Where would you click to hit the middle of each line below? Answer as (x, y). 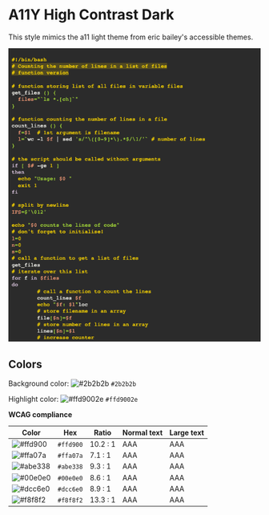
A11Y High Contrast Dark (91, 15)
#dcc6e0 (70, 489)
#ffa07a (70, 456)
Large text (187, 432)
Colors (25, 364)
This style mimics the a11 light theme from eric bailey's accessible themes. (131, 37)
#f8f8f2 (70, 501)
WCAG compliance (40, 415)
